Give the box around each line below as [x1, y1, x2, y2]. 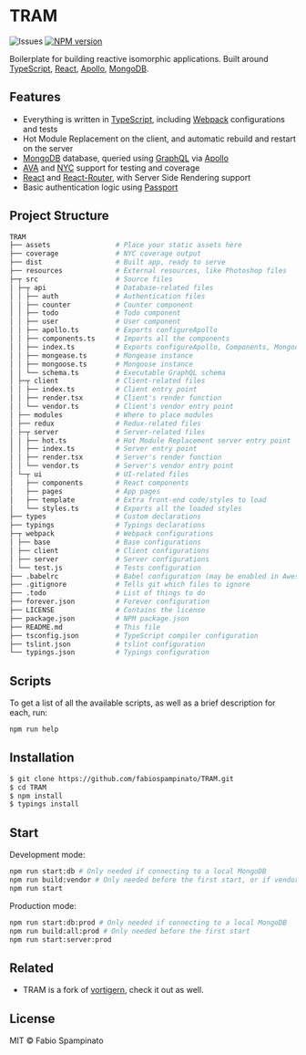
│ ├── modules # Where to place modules [9, 410, 214, 420]
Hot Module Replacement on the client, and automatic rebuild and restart [22, 133, 296, 144]
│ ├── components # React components [9, 478, 189, 487]
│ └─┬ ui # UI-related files [9, 470, 189, 479]
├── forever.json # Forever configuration [9, 597, 209, 607]
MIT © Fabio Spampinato [9, 1035, 104, 1046]
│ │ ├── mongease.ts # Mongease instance [9, 350, 194, 360]
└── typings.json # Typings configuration [9, 648, 209, 657]
